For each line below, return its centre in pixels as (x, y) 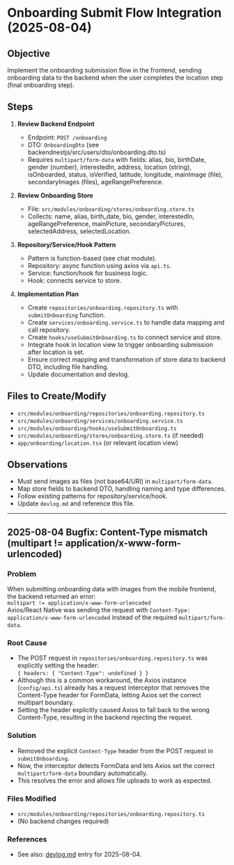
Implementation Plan (48, 294)
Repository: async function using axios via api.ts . (100, 265)
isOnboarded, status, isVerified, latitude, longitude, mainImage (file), (125, 174)
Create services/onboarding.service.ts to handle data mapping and (126, 322)
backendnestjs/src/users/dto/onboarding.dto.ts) (97, 152)
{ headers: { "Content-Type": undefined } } (83, 674)
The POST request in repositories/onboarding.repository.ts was (112, 658)
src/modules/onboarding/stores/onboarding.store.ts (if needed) (110, 435)
